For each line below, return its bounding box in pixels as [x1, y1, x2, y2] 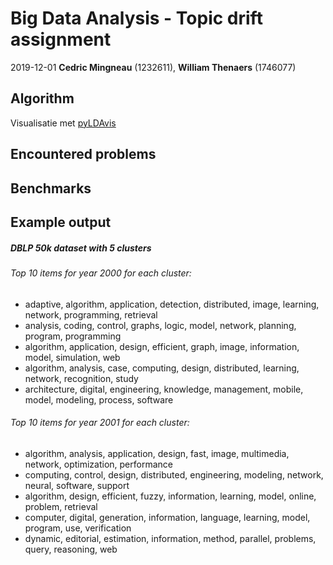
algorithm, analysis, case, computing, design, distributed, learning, [24, 362, 300, 374]
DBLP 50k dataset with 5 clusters [10, 242, 152, 254]
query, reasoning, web [24, 543, 118, 555]
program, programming [24, 330, 122, 342]
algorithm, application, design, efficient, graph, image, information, [24, 340, 300, 352]
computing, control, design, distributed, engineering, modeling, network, [24, 468, 324, 481]
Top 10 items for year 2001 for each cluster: [10, 417, 190, 429]
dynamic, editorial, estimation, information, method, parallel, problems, [24, 532, 317, 544]
